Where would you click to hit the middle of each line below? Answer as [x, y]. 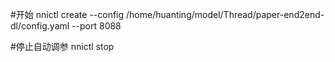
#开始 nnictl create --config [67, 14]
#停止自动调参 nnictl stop [62, 46]
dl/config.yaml [40, 26]
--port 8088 [96, 26]
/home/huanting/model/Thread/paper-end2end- [225, 14]
